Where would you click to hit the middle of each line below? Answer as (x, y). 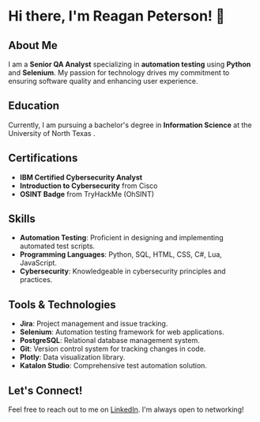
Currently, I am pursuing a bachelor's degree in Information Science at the (130, 125)
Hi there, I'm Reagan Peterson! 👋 (117, 16)
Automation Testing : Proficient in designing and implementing (121, 238)
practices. (36, 280)
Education (34, 106)
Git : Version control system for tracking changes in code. (113, 349)
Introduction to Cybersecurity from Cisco (89, 186)
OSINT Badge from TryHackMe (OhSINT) (87, 194)
